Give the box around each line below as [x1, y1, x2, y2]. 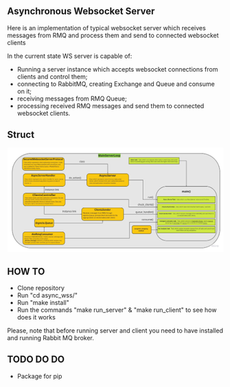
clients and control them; [16, 72, 88, 81]
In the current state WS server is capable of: [7, 52, 133, 60]
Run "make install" [16, 299, 70, 307]
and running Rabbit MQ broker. [7, 334, 95, 342]
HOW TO [7, 265, 45, 278]
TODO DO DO [7, 354, 65, 366]
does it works [16, 313, 56, 322]
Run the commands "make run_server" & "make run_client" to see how [16, 306, 217, 314]
